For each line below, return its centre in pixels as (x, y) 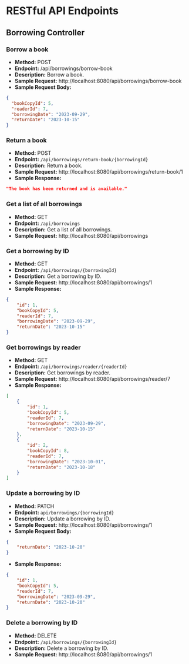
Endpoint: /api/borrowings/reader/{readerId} (71, 367)
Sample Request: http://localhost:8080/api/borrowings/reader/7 (92, 379)
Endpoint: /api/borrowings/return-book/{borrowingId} (81, 160)
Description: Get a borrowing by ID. (58, 276)
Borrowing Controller (45, 33)
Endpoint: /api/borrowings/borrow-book (63, 68)
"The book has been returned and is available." (67, 189)
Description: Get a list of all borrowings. (63, 229)
